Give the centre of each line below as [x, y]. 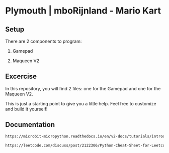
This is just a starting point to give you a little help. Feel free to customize [81, 103]
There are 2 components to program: [44, 41]
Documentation [30, 125]
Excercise [21, 76]
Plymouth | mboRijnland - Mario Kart [83, 11]
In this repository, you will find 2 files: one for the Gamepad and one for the [83, 88]
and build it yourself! [26, 109]
